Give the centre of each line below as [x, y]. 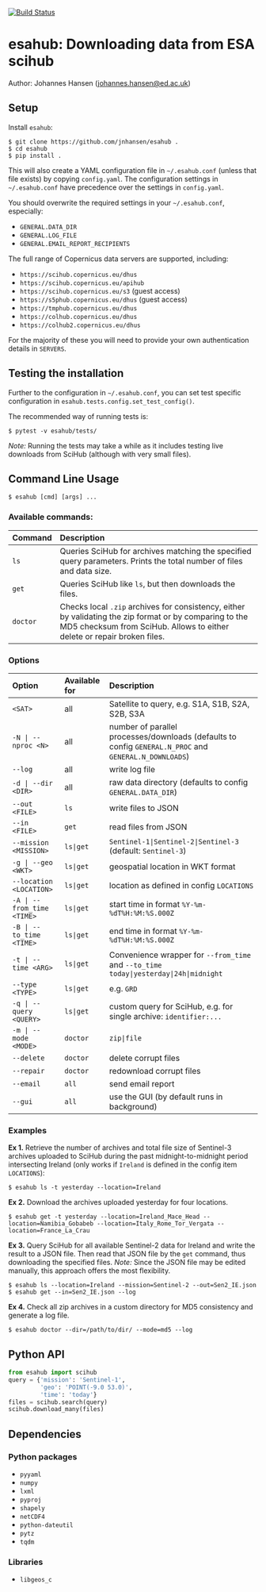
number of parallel [144, 726]
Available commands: [51, 517]
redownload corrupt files [155, 1071]
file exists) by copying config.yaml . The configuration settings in [113, 179]
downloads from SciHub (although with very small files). [100, 454]
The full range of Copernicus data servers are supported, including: [118, 259]
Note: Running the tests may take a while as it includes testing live [116, 445]
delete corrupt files [145, 1058]
